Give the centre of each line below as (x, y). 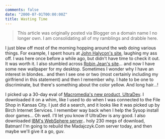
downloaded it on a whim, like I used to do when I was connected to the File (83, 100)
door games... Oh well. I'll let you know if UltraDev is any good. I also (75, 116)
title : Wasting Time (27, 19)
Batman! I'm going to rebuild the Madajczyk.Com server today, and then (79, 126)
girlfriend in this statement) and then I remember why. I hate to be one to (80, 79)
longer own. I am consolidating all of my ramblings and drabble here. (87, 38)
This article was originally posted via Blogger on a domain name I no (87, 33)
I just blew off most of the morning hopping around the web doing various (81, 48)
